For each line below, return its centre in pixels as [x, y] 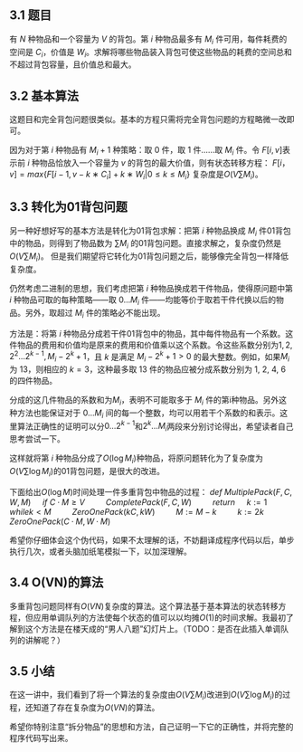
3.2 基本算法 [44, 95]
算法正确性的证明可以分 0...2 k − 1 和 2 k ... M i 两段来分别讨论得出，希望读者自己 [155, 426]
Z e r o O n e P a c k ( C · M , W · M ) [60, 521]
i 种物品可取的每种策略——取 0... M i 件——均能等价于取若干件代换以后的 [143, 300]
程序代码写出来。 [41, 738]
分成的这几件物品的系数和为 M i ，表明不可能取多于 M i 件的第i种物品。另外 [144, 401]
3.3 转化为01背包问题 [69, 207]
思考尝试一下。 [37, 439]
